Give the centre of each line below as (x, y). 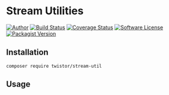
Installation (27, 53)
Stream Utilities (45, 11)
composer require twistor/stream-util (54, 66)
